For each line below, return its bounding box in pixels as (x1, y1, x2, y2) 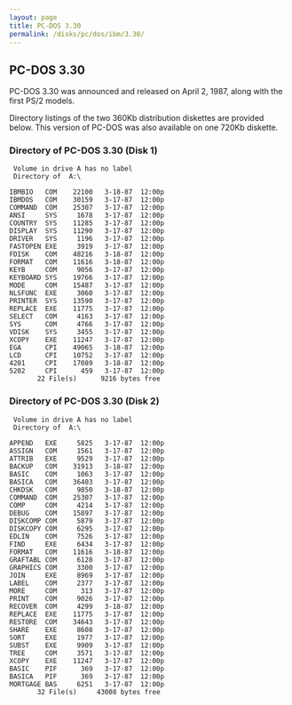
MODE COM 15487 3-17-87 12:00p (9, 281, 165, 290)
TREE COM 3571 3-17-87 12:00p (9, 648, 165, 658)
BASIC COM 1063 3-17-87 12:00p (9, 469, 165, 478)
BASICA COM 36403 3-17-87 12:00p (9, 477, 165, 486)
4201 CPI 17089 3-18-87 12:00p (9, 359, 165, 368)
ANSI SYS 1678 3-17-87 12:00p (9, 211, 165, 220)
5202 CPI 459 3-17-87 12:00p (9, 366, 165, 376)
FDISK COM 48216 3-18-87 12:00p (9, 250, 165, 259)
